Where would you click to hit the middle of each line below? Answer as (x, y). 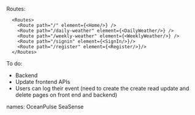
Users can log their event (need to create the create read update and (102, 88)
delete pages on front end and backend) (66, 95)
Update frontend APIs (43, 82)
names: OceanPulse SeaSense (45, 107)
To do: (14, 63)
